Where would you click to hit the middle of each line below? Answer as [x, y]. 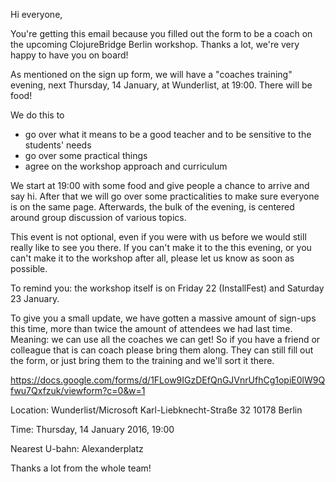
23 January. [35, 298]
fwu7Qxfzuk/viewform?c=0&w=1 [78, 390]
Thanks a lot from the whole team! [81, 468]
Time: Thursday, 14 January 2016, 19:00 [92, 429]
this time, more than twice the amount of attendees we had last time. [151, 328]
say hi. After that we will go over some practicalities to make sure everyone [165, 196]
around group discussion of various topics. [98, 217]
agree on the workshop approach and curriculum [126, 166]
